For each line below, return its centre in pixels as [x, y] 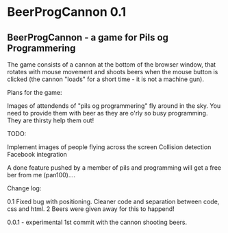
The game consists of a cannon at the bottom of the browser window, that [112, 65]
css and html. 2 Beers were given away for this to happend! [91, 209]
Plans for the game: [35, 92]
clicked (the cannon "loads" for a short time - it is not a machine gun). [105, 79]
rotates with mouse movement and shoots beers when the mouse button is [113, 72]
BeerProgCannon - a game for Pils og [88, 37]
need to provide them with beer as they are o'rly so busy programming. [107, 113]
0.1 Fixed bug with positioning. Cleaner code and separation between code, [113, 201]
